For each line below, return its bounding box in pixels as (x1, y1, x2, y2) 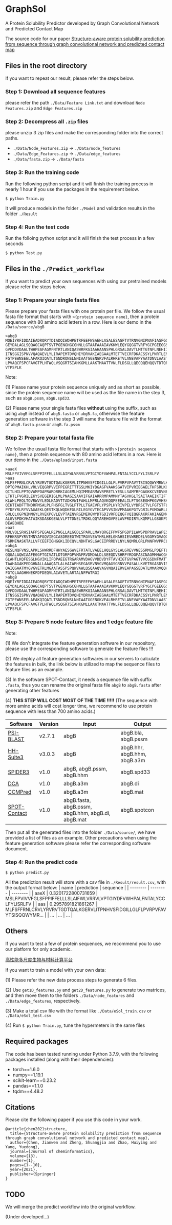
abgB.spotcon (120, 806, 155, 813)
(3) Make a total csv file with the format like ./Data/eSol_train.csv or (5, 1007, 152, 1014)
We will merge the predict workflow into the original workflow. (5, 1204, 136, 1210)
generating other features (5, 687, 60, 693)
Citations (5, 1102, 35, 1112)
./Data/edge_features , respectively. (5, 997, 81, 1004)
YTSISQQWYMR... (5, 912, 44, 918)
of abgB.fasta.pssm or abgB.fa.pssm (5, 422, 80, 428)
